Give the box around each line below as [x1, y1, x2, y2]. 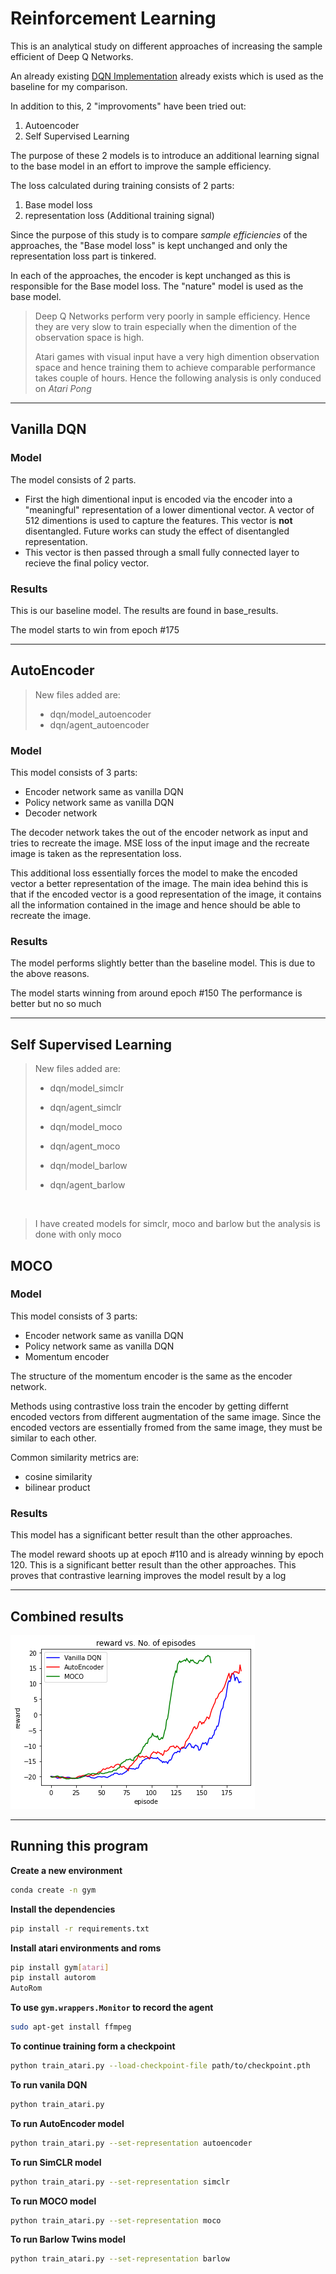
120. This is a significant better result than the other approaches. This [10, 1559, 297, 1571]
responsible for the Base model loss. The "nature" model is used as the [10, 280, 304, 292]
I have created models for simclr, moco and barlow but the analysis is [34, 1218, 321, 1230]
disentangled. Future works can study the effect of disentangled [24, 525, 290, 537]
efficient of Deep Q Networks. [10, 50, 134, 62]
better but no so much [10, 998, 102, 1010]
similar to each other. [10, 1432, 97, 1444]
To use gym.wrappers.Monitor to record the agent [10, 2002, 214, 2014]
